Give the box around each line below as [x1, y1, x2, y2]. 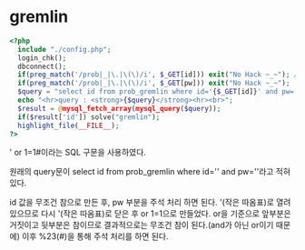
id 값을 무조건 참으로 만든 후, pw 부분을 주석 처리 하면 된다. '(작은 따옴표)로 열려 [9, 197, 291, 208]
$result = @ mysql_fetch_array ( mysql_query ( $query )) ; [17, 104, 221, 113]
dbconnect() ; [17, 62, 67, 71]
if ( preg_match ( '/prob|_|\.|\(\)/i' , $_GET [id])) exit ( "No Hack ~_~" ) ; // [17, 70, 302, 79]
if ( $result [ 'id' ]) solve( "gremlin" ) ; [17, 112, 161, 122]
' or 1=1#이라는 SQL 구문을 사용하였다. [9, 147, 147, 158]
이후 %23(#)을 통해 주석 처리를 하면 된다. [21, 231, 169, 242]
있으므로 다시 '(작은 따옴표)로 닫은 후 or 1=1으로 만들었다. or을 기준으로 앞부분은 [9, 208, 292, 219]
